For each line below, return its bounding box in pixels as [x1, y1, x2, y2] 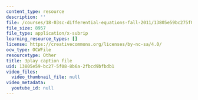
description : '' [6, 14, 46, 20]
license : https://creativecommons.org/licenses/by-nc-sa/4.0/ [6, 42, 162, 48]
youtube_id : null [11, 85, 54, 91]
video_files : [6, 69, 38, 75]
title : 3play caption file [6, 58, 72, 64]
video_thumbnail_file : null [11, 74, 81, 80]
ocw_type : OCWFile [6, 47, 51, 53]
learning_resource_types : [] [6, 36, 78, 42]
